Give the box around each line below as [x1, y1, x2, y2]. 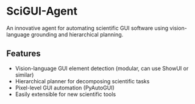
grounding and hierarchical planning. [30, 30, 124, 38]
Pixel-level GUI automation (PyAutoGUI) [15, 84, 115, 91]
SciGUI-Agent [6, 4, 78, 18]
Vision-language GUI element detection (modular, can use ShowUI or [15, 64, 189, 72]
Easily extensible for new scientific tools [15, 90, 116, 98]
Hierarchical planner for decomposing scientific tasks [15, 77, 150, 85]
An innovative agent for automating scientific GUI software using [6, 24, 169, 32]
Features [6, 49, 41, 59]
